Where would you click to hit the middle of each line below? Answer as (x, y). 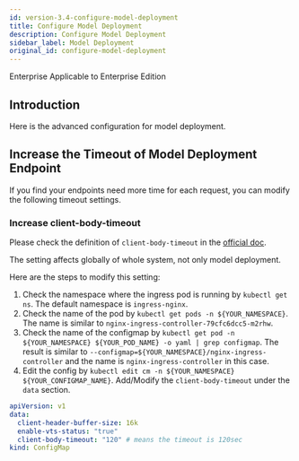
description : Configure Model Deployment (88, 34)
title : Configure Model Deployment (76, 26)
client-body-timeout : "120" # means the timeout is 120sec (130, 439)
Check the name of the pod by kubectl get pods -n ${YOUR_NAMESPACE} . (155, 314)
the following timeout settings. (65, 199)
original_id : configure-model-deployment (88, 51)
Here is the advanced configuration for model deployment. (118, 126)
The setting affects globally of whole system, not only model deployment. (145, 260)
